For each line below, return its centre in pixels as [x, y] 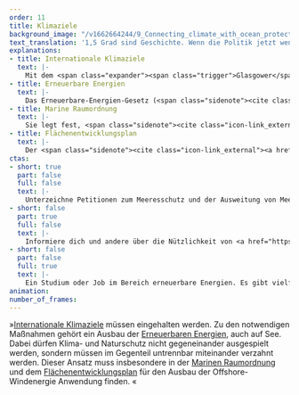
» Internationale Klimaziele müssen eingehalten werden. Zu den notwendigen [149, 325]
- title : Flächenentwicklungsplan [73, 134]
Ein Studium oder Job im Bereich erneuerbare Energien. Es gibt [147, 283]
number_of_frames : [43, 300]
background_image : [43, 34]
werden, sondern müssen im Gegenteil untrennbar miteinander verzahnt [141, 353]
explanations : [36, 51]
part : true [37, 216]
